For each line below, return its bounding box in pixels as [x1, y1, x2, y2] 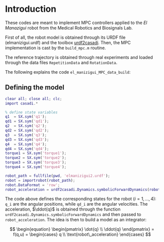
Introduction [5, 3, 57, 15]
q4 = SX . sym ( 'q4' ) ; [5, 141, 47, 147]
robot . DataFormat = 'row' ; [5, 183, 60, 188]
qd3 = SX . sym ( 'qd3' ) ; [5, 137, 49, 142]
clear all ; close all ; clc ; [5, 96, 62, 101]
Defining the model [5, 83, 64, 92]
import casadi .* [5, 101, 38, 106]
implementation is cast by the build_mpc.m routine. [5, 45, 106, 51]
